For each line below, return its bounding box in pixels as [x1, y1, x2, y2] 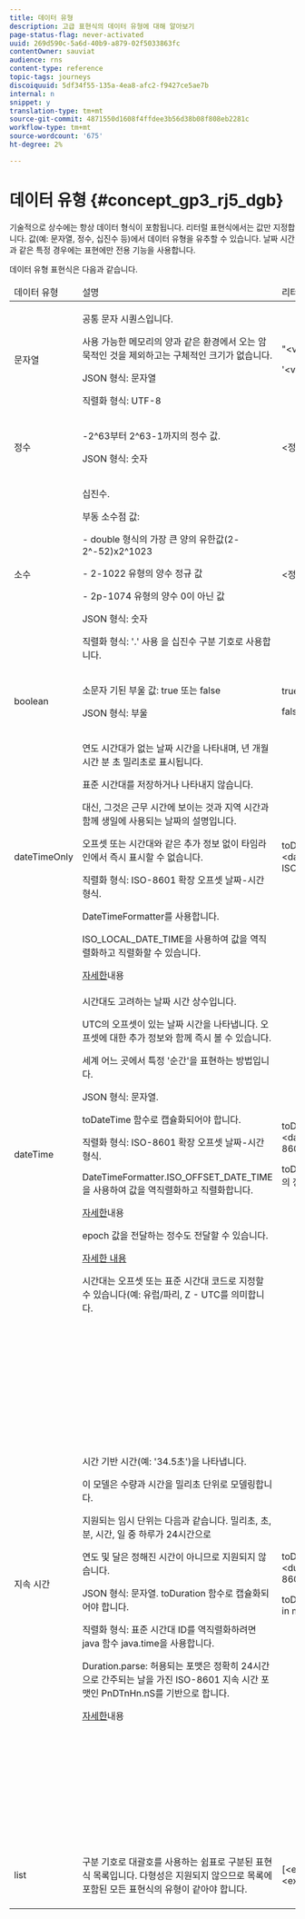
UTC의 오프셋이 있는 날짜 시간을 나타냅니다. [82, 1018, 259, 1030]
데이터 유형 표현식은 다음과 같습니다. [9, 263, 138, 274]
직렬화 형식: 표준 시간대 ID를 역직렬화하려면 [82, 1624, 257, 1636]
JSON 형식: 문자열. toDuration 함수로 [82, 1587, 234, 1600]
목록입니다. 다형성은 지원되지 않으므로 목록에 [93, 1869, 273, 1882]
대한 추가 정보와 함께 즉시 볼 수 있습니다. [109, 1031, 272, 1044]
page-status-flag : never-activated [9, 30, 144, 39]
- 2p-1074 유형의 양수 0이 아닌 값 [82, 590, 225, 602]
